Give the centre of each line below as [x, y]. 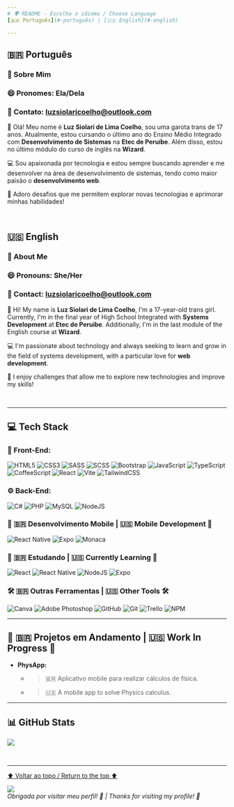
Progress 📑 [31, 648]
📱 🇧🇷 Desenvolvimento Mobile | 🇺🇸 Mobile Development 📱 [110, 524]
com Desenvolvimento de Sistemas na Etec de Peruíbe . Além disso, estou [115, 142]
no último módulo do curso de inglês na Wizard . [77, 149]
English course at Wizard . [45, 331]
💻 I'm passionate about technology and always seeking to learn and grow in [117, 345]
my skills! [21, 384]
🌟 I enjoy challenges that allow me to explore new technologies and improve [116, 377]
